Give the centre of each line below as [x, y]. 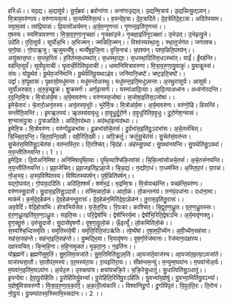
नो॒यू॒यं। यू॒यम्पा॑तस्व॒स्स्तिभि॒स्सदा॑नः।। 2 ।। [55, 293]
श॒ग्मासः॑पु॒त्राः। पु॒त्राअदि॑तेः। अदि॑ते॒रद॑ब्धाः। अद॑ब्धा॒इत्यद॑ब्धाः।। [73, 121]
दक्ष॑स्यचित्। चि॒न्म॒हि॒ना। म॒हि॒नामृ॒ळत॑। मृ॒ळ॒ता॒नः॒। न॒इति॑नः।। [72, 246]
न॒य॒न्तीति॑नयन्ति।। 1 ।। [35, 152]
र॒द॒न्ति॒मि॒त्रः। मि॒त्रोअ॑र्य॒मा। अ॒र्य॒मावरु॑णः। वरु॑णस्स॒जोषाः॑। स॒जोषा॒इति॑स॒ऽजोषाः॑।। [92, 97]
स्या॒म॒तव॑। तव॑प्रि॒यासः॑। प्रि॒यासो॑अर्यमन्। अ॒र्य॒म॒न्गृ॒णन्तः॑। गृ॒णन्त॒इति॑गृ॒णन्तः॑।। [87, 27]
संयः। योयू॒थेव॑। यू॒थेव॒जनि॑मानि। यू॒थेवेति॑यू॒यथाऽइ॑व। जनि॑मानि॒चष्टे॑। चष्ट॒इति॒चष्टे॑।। [97, 74]
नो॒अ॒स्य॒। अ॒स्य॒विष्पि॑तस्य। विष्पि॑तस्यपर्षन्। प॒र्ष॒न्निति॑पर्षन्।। [71, 176]
